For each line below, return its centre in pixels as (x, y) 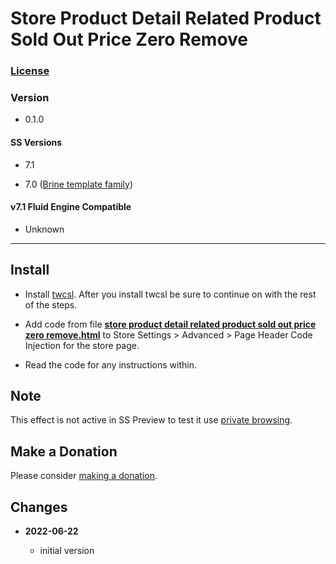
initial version (67, 551)
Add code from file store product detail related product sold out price (170, 324)
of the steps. (51, 304)
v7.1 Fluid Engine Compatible (71, 207)
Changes (39, 507)
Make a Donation (64, 451)
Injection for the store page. (82, 345)
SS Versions (36, 142)
